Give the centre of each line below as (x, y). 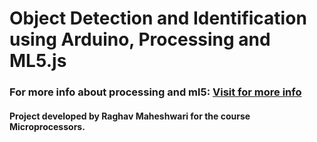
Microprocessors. (47, 126)
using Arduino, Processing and (140, 39)
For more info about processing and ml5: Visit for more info (155, 92)
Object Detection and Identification (158, 18)
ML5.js (38, 61)
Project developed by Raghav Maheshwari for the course (130, 116)
